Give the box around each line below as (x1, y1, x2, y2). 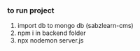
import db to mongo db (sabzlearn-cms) (17, 22, 134, 30)
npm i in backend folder (17, 29, 86, 37)
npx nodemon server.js (17, 36, 84, 45)
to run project (7, 6, 55, 15)
